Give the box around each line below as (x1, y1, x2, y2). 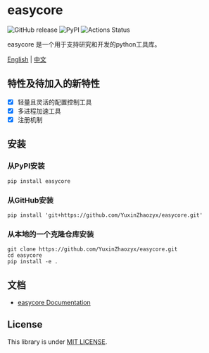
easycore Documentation (17, 299, 91, 307)
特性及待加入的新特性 (7, 78, 100, 90)
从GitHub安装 (7, 195, 54, 205)
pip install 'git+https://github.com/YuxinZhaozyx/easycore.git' (7, 211, 203, 219)
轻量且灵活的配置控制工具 (17, 97, 92, 106)
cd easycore (7, 252, 42, 259)
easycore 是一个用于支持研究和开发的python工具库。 (7, 40, 161, 48)
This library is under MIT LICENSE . (7, 337, 108, 346)
